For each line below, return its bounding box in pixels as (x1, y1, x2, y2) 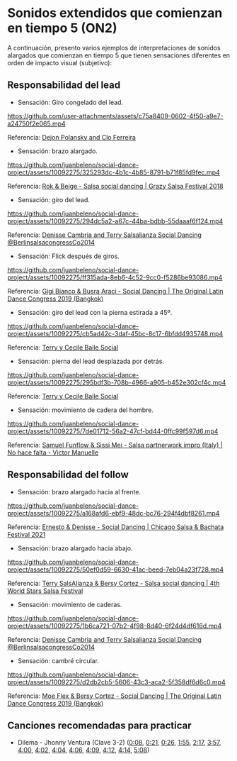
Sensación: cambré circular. (17, 656, 99, 665)
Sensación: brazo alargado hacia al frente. (17, 487, 141, 496)
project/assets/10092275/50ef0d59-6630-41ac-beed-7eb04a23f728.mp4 (7, 565, 224, 574)
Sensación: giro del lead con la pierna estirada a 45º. (17, 308, 173, 316)
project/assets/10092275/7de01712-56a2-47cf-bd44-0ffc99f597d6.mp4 (7, 427, 219, 435)
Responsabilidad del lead (7, 79, 121, 91)
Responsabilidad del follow (7, 469, 129, 481)
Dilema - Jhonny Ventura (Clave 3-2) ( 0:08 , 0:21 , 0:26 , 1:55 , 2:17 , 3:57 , (17, 738, 221, 747)
